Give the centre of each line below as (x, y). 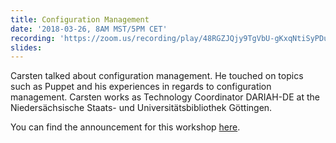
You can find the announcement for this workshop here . (125, 127)
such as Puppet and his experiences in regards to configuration (141, 87)
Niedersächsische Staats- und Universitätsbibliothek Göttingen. (141, 108)
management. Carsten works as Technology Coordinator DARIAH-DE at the (165, 97)
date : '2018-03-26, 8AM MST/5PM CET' (89, 29)
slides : (26, 47)
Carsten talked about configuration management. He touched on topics (157, 76)
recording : (33, 38)
